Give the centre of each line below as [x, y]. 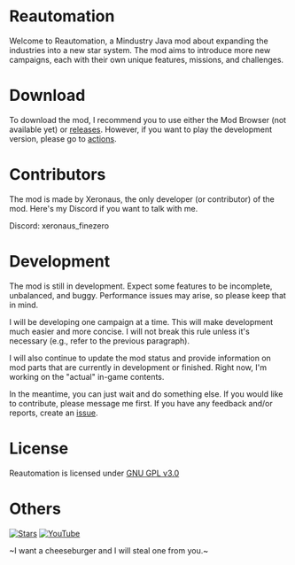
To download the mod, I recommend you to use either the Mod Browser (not [147, 120]
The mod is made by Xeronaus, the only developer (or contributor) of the [142, 199]
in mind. [24, 305]
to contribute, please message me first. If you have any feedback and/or [141, 403]
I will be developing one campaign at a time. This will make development [141, 321]
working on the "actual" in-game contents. [87, 376]
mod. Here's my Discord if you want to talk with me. [104, 208]
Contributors [58, 175]
